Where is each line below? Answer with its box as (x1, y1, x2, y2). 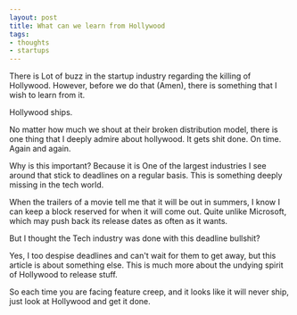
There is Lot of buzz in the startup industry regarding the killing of (9, 70, 252, 81)
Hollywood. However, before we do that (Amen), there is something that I (9, 80, 277, 91)
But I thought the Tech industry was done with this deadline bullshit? (9, 233, 260, 244)
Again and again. (9, 144, 71, 154)
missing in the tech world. (9, 179, 104, 190)
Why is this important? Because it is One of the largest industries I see (9, 161, 267, 171)
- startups (9, 46, 50, 55)
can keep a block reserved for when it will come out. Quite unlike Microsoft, (9, 206, 287, 217)
